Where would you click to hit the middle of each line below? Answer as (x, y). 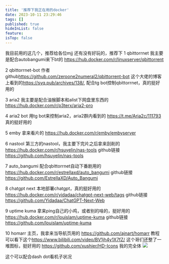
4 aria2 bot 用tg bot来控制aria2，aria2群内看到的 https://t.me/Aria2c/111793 (83, 116)
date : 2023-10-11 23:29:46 (33, 15)
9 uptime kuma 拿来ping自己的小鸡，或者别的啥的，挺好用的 (68, 210)
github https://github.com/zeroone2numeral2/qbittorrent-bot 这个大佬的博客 (83, 76)
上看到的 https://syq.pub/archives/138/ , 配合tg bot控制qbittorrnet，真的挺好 (83, 83)
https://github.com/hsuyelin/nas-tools (45, 155)
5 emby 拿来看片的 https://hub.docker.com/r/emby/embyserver (71, 133)
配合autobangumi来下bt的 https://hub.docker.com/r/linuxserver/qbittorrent (87, 59)
